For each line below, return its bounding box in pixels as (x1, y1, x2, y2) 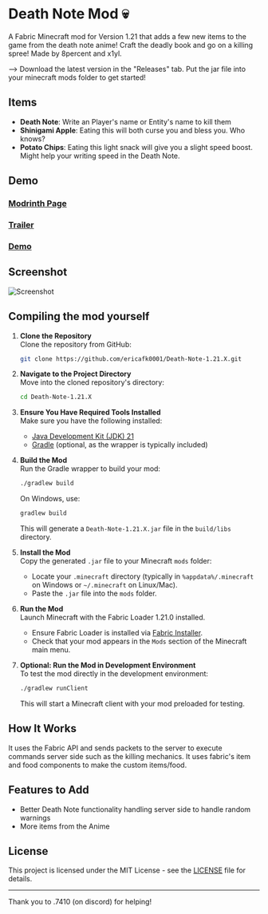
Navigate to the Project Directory (19, 369, 132, 379)
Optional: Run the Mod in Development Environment (19, 660, 196, 671)
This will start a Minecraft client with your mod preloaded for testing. (19, 698, 245, 708)
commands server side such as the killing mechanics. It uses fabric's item (8, 751, 251, 761)
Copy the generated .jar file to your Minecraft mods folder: (19, 556, 212, 566)
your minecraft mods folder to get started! (8, 73, 146, 82)
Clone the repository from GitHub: (19, 339, 132, 349)
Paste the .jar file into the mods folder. (31, 588, 157, 599)
